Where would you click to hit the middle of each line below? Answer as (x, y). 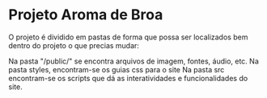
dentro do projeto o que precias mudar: (74, 45)
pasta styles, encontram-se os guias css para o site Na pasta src (117, 69)
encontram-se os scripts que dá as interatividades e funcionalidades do (128, 78)
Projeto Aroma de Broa (86, 15)
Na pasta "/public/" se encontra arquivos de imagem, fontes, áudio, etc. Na (133, 61)
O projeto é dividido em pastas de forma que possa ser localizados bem (128, 37)
